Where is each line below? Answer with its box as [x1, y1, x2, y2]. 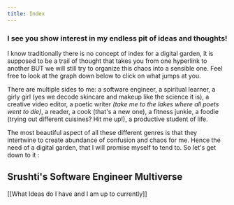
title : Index [7, 10, 45, 17]
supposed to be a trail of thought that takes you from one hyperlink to [7, 57, 207, 65]
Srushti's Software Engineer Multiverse [7, 171, 183, 183]
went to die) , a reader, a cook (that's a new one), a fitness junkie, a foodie [7, 107, 219, 115]
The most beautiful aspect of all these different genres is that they [7, 128, 198, 136]
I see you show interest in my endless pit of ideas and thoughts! [7, 33, 228, 43]
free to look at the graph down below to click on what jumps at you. [7, 71, 201, 80]
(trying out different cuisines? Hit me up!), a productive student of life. [7, 115, 208, 123]
